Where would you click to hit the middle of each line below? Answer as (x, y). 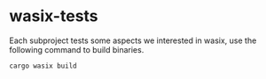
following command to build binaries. (77, 49)
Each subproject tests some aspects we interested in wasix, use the (133, 40)
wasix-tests (54, 16)
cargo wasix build (43, 66)
